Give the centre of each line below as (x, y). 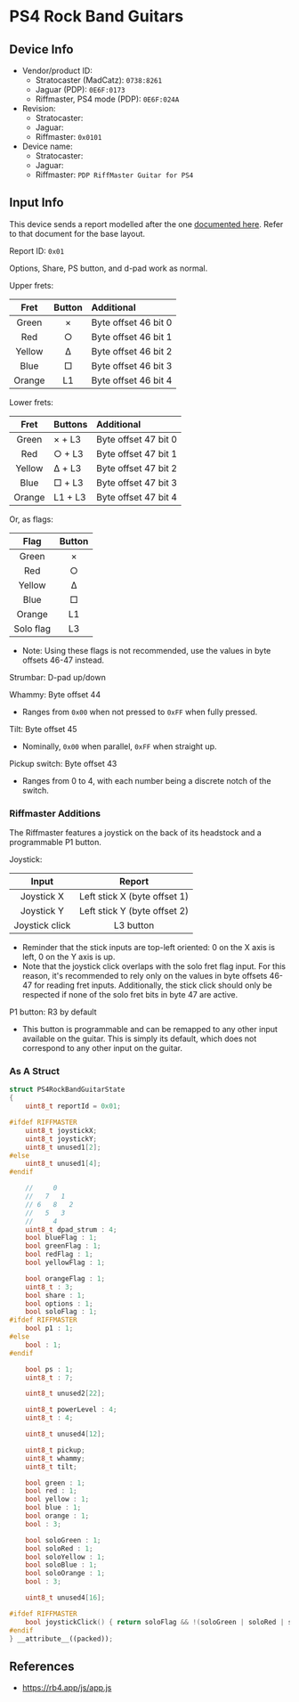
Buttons (70, 424)
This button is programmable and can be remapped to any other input (150, 1030)
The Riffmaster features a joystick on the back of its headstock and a (136, 833)
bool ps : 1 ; (49, 1369)
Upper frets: (32, 285)
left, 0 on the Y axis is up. (69, 957)
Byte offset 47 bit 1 (137, 453)
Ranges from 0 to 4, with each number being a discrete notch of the (146, 780)
